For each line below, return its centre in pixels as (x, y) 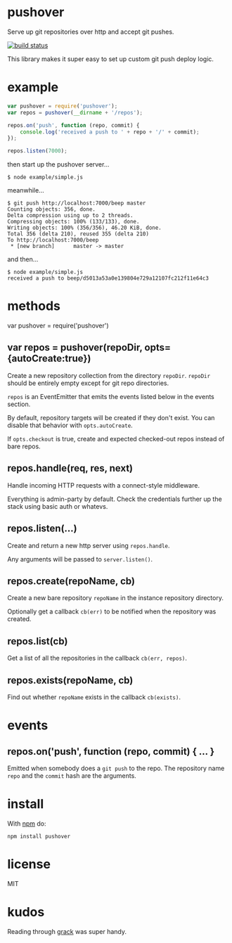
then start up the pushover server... (58, 164)
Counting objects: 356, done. (52, 209)
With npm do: (27, 824)
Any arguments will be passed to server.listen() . (80, 559)
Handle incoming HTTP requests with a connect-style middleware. (104, 485)
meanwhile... (26, 190)
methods (34, 306)
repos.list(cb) (38, 641)
